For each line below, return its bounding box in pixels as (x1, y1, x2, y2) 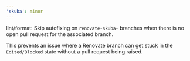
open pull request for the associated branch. (6, 30, 114, 38)
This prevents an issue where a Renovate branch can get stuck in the (6, 42, 173, 49)
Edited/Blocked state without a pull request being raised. (6, 48, 143, 55)
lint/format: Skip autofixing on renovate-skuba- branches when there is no (6, 24, 185, 31)
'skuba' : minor (6, 8, 43, 15)
